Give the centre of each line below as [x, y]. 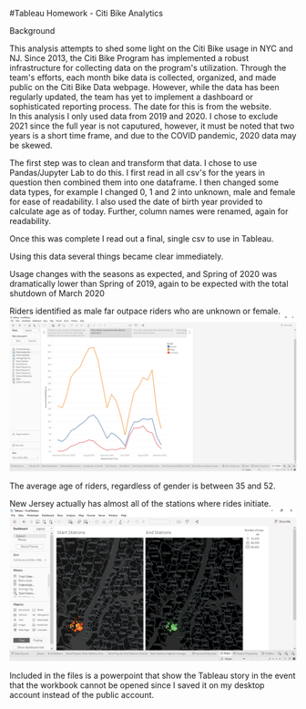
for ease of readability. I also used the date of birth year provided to [136, 201]
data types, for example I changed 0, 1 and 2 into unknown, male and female [153, 192]
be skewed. [31, 145]
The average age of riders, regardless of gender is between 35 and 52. [143, 486]
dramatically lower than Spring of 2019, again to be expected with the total [149, 283]
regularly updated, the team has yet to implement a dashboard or [131, 97]
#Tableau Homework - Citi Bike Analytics [87, 13]
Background [32, 31]
